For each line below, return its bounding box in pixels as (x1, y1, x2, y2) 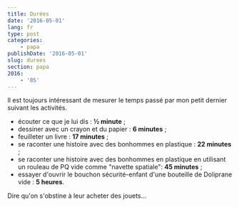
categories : (7, 37, 43, 44)
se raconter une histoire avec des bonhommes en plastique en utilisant (17, 155, 226, 164)
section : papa (7, 63, 50, 70)
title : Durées (7, 10, 50, 18)
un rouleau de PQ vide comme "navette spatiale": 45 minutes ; (17, 163, 203, 171)
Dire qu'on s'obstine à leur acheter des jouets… (7, 191, 147, 200)
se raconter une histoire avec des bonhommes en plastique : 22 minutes (17, 140, 232, 149)
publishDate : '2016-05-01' (7, 51, 88, 58)
